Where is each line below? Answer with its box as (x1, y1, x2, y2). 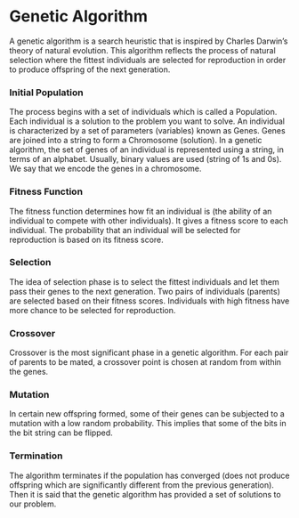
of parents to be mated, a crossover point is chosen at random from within (9, 357, 282, 368)
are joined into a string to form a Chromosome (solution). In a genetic (9, 135, 263, 146)
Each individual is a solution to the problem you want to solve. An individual (9, 116, 285, 126)
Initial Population (9, 86, 85, 99)
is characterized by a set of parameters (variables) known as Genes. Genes (9, 125, 287, 136)
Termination (9, 449, 63, 462)
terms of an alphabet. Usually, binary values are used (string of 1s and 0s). (9, 154, 282, 165)
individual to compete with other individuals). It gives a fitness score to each (9, 215, 289, 226)
